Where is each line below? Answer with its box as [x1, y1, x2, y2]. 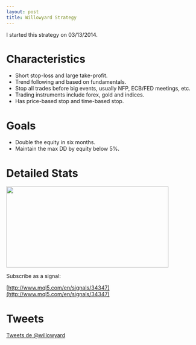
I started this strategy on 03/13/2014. [6, 31, 98, 38]
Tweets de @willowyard [6, 332, 66, 339]
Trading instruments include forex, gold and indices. [14, 91, 145, 98]
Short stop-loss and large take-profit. [14, 72, 108, 79]
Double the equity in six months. [14, 139, 95, 146]
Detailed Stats [6, 166, 78, 180]
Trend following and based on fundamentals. [14, 78, 127, 86]
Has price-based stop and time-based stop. [14, 98, 124, 105]
